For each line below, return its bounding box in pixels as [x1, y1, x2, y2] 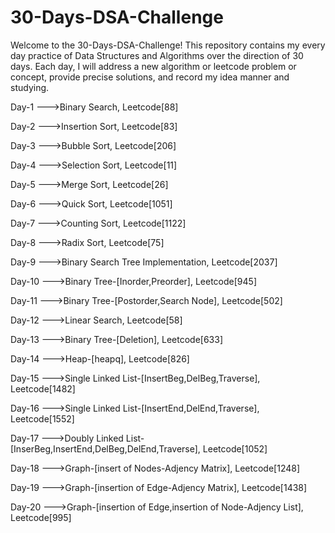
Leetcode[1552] [10, 412, 75, 425]
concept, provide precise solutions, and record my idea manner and [10, 71, 290, 83]
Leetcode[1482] [10, 382, 76, 395]
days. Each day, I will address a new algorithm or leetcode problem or [10, 60, 297, 72]
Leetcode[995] [10, 511, 72, 523]
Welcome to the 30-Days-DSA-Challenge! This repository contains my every [10, 39, 326, 51]
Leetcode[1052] [202, 442, 268, 455]
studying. [10, 81, 50, 93]
